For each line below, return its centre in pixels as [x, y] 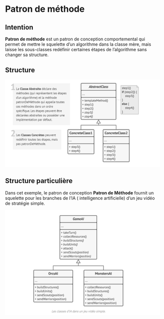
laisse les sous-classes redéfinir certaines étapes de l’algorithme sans [76, 49]
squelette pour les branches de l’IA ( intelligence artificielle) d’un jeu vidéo [80, 198]
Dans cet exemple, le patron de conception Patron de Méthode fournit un [80, 192]
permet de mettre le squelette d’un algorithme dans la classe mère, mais [78, 44]
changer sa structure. [27, 55]
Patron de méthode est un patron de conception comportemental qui [75, 39]
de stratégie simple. [25, 203]
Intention [19, 27]
